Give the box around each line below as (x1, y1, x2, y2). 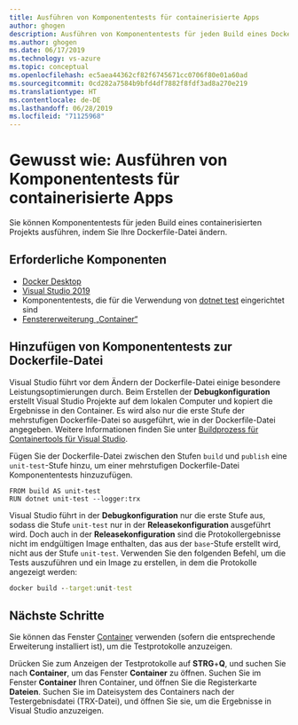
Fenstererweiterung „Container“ (21, 313, 138, 324)
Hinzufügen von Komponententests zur (9, 339, 232, 355)
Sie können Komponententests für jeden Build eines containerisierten (9, 217, 263, 228)
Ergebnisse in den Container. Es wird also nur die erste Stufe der (9, 405, 246, 415)
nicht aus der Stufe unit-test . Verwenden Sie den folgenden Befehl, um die (9, 548, 286, 558)
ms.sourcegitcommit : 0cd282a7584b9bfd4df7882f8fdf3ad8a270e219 (9, 79, 248, 88)
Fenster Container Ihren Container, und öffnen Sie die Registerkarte (9, 677, 257, 688)
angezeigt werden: (9, 566, 78, 577)
